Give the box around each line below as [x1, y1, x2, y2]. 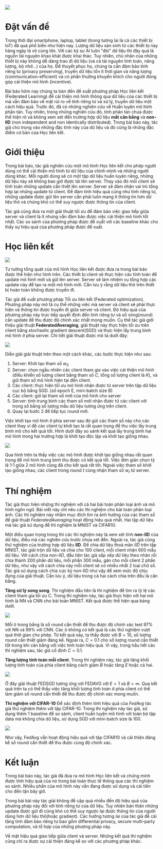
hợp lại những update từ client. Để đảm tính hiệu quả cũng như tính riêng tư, [5, 188, 157, 194]
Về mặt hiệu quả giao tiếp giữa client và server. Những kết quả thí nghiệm [5, 833, 152, 839]
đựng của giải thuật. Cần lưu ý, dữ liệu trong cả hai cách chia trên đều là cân [5, 573, 158, 579]
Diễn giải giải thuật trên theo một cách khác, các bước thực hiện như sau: [5, 351, 152, 357]
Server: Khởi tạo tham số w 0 [12, 360, 69, 368]
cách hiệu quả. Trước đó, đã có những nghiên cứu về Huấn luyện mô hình [5, 104, 152, 110]
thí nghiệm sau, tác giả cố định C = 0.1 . [5, 647, 83, 653]
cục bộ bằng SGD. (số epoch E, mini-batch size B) [12, 388, 113, 393]
